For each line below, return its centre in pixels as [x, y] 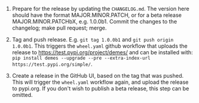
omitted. [22, 95]
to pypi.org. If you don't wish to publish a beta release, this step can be [100, 89]
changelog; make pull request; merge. [59, 28]
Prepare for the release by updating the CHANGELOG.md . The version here [100, 9]
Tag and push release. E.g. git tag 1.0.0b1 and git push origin [93, 39]
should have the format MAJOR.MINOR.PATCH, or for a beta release [97, 15]
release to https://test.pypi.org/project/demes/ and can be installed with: [103, 52]
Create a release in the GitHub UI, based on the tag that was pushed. [98, 76]
